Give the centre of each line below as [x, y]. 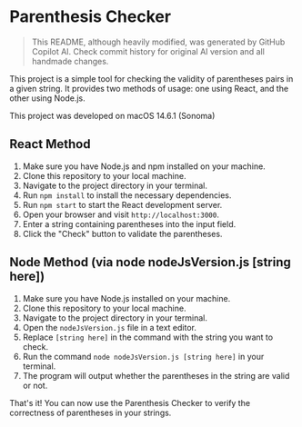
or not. [35, 385]
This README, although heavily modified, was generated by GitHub [158, 42]
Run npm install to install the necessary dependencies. [127, 195]
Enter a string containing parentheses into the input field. [129, 223]
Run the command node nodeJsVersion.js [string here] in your [143, 356]
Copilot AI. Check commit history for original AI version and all [148, 51]
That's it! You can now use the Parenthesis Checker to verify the [130, 402]
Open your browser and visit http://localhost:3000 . [121, 214]
